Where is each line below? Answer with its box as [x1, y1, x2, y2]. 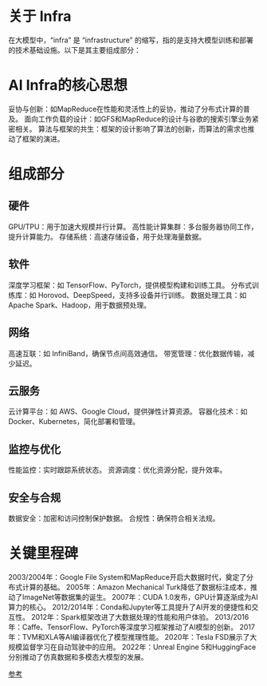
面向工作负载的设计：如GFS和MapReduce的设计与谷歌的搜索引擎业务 [23, 113, 253, 124]
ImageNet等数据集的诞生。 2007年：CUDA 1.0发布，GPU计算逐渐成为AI [22, 592, 259, 601]
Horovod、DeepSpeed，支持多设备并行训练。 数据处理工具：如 [37, 290, 247, 299]
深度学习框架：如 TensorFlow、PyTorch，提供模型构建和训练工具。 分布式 [8, 280, 253, 290]
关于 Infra [8, 7, 72, 26]
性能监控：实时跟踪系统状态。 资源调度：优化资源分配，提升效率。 [8, 465, 227, 475]
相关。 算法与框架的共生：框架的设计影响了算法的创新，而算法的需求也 [14, 124, 248, 133]
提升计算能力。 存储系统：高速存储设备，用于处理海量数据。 [8, 232, 206, 241]
